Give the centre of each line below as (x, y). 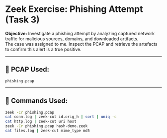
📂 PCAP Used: (27, 70)
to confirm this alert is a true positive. (43, 49)
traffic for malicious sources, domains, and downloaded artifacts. (72, 39)
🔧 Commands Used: (37, 101)
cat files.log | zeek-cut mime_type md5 (48, 131)
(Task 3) (22, 20)
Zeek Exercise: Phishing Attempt (74, 9)
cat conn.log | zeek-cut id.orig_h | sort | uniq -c (61, 117)
